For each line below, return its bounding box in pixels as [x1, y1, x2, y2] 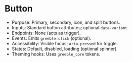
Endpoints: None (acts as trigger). [11, 30, 81, 36]
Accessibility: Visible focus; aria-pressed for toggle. [11, 40, 118, 46]
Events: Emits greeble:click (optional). [11, 35, 91, 41]
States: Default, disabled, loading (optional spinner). [11, 46, 118, 52]
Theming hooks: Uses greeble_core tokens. [11, 51, 101, 57]
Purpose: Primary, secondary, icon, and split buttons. [11, 19, 120, 25]
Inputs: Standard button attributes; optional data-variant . [11, 24, 129, 30]
